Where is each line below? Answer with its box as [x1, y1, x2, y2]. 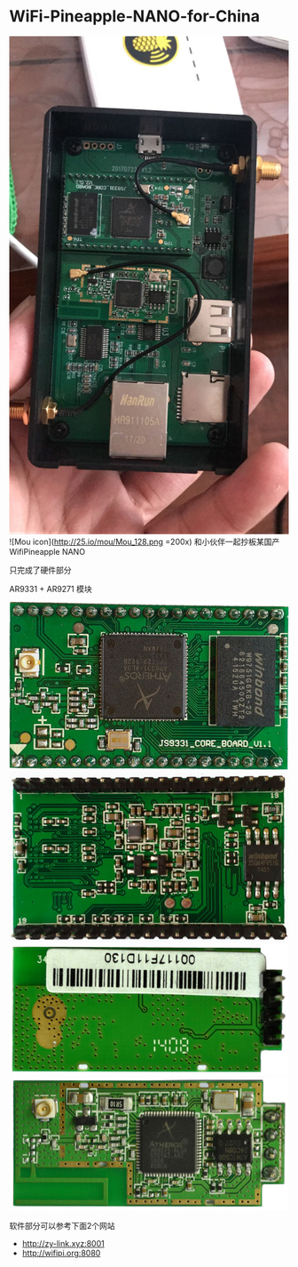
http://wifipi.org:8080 [21, 1247, 101, 1259]
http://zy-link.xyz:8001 [21, 1239, 105, 1249]
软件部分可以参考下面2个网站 [9, 1221, 115, 1231]
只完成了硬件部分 [9, 565, 72, 575]
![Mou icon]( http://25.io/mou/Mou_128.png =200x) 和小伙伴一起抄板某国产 [9, 536, 280, 547]
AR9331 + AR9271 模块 [9, 583, 92, 594]
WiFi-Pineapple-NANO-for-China [9, 6, 260, 27]
